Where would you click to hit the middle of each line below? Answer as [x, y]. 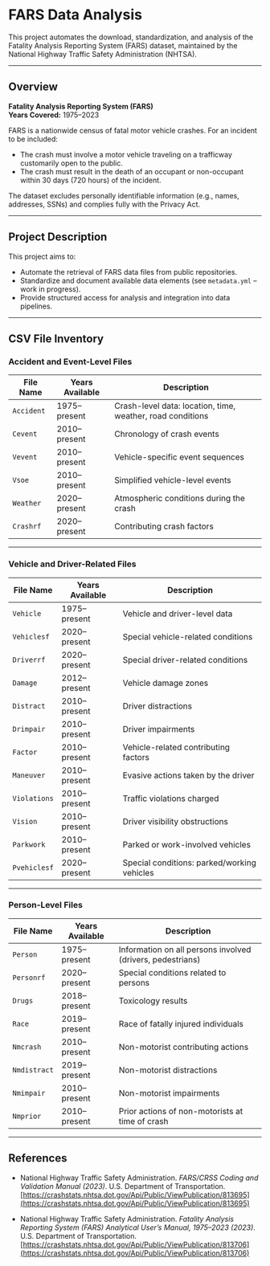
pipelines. [36, 306]
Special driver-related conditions [185, 660]
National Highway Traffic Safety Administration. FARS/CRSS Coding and [139, 1178]
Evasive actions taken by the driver [188, 775]
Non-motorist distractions [168, 1070]
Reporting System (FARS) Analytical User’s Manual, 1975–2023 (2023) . [137, 1227]
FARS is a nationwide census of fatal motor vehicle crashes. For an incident [133, 130]
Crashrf [27, 527]
